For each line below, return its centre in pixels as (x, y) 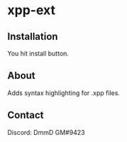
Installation (33, 37)
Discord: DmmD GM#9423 (46, 132)
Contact (26, 115)
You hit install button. (38, 53)
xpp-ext (31, 10)
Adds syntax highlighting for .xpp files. (64, 93)
